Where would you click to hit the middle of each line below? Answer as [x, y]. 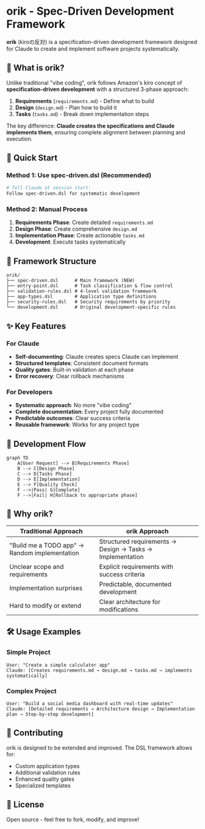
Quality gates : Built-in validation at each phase [74, 369]
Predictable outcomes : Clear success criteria [73, 418]
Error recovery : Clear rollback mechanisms [70, 376]
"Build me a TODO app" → [47, 545]
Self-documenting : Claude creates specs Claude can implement [97, 357]
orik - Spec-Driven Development [90, 11]
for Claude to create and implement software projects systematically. [93, 49]
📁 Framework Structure [51, 261]
